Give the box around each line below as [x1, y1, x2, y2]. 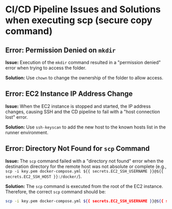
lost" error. [5, 114, 28, 120]
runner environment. [5, 129, 49, 135]
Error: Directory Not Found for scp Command [5, 144, 150, 153]
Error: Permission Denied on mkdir [5, 46, 116, 54]
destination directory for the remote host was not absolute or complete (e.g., [5, 163, 167, 170]
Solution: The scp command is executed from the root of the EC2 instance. [5, 183, 163, 189]
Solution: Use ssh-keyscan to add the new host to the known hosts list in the [5, 124, 166, 130]
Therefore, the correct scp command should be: [5, 189, 106, 195]
